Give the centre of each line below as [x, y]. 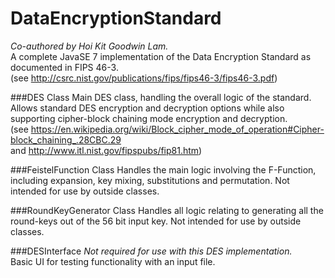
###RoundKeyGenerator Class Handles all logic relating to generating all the [167, 210]
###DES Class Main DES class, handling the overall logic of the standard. [161, 97]
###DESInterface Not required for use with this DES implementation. [151, 251]
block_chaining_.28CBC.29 [66, 139]
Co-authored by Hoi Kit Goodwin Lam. [89, 46]
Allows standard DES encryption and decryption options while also [147, 108]
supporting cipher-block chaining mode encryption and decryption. [149, 118]
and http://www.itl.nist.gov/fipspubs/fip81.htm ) [106, 150]
